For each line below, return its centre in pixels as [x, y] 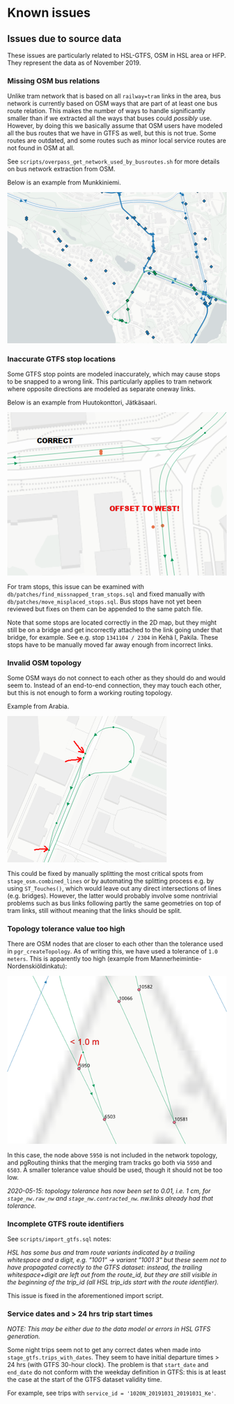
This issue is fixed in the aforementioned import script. [85, 1296]
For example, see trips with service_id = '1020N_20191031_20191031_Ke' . [112, 1393]
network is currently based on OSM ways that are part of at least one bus [112, 103]
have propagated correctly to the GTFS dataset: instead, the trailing [105, 1267]
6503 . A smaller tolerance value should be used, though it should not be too [115, 1170]
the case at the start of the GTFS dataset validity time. [85, 1380]
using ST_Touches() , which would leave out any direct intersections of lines [114, 889]
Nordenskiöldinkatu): [37, 966]
